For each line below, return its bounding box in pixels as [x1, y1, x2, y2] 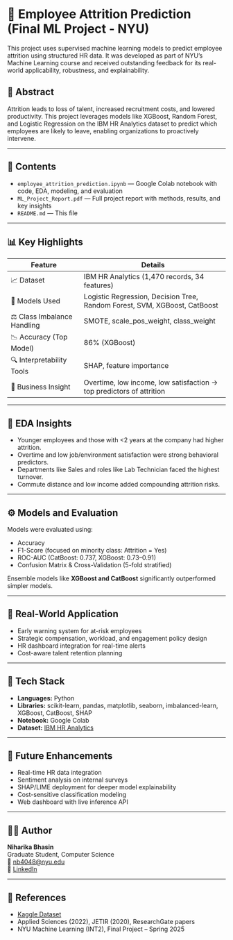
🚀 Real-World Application [7, 608, 119, 620]
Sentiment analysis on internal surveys [17, 775, 128, 784]
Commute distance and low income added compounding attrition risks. [17, 480, 221, 489]
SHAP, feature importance [83, 360, 169, 370]
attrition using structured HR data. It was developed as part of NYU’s [7, 51, 203, 60]
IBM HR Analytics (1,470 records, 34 [83, 272, 205, 282]
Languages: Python [17, 694, 75, 702]
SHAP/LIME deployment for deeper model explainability [17, 783, 177, 791]
